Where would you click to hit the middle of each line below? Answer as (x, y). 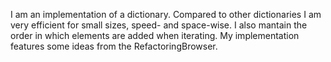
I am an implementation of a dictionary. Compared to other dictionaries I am (166, 14)
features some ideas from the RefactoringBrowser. (114, 46)
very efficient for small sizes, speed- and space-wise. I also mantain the (159, 25)
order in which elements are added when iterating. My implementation (155, 35)
